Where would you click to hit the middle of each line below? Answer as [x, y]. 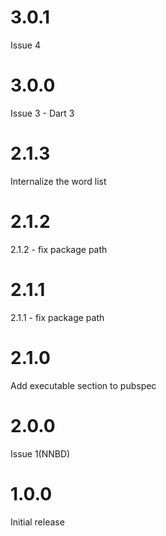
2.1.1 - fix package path [57, 317]
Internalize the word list [58, 181]
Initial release [37, 522]
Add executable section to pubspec [83, 385]
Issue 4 [25, 45]
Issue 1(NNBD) [40, 453]
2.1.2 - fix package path [59, 249]
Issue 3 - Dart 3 [42, 113]
